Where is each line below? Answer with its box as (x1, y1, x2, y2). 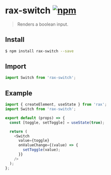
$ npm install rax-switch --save (5, 48, 74, 54)
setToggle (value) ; (23, 147, 61, 152)
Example (5, 89, 33, 97)
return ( (9, 129, 28, 134)
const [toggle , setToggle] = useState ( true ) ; (9, 120, 105, 125)
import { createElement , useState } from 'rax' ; (5, 102, 107, 107)
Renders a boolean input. (17, 21, 69, 27)
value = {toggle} (18, 138, 50, 143)
